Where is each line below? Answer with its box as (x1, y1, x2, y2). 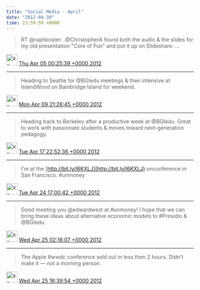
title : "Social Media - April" (6, 8, 84, 15)
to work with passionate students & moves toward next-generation (20, 124, 185, 132)
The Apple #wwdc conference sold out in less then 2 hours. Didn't (20, 254, 183, 261)
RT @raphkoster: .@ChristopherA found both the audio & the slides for (20, 36, 193, 43)
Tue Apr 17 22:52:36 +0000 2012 (18, 148, 100, 155)
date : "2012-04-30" (6, 14, 55, 20)
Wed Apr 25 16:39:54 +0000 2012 (18, 277, 102, 285)
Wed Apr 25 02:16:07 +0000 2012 (18, 236, 102, 244)
